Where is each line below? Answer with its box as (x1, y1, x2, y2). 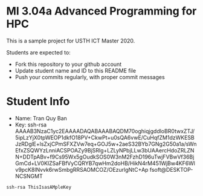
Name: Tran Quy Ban (14, 114, 68, 122)
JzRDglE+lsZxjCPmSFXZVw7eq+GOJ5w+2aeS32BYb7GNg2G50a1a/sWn (14, 140, 197, 148)
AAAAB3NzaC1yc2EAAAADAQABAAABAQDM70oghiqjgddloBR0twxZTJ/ (14, 127, 195, 134)
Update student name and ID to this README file (14, 67, 137, 74)
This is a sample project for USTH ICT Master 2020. (6, 37, 135, 44)
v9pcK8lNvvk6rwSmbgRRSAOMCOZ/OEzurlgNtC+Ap (14, 166, 149, 173)
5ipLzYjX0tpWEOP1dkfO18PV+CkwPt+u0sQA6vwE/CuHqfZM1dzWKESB (14, 134, 195, 141)
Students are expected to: (6, 48, 71, 56)
